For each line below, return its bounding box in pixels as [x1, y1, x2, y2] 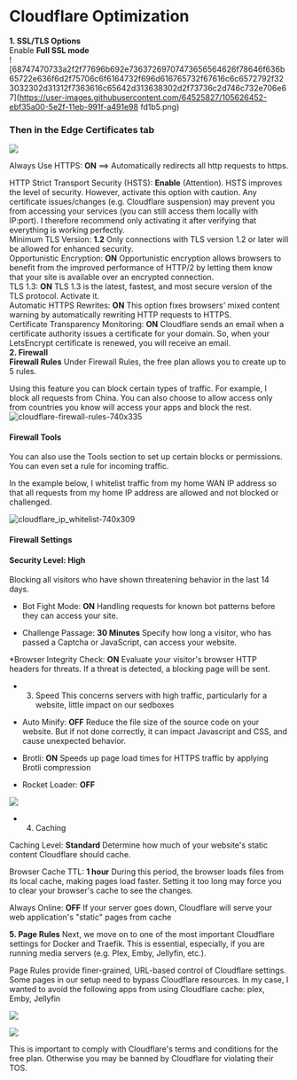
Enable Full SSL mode [9, 44, 90, 55]
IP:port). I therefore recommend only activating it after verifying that [9, 215, 257, 226]
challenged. [9, 497, 52, 507]
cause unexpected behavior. [21, 736, 127, 747]
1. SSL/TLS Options [9, 35, 82, 46]
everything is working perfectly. [9, 224, 126, 236]
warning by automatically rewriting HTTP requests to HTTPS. [9, 309, 232, 320]
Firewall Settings [9, 535, 73, 545]
